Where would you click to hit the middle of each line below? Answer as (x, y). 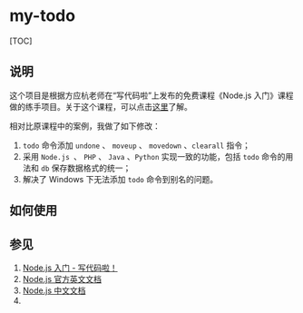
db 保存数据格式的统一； (86, 168)
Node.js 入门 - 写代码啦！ (70, 268)
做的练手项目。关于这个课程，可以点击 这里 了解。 (101, 106)
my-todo (42, 16)
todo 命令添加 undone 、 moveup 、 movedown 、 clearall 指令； (137, 145)
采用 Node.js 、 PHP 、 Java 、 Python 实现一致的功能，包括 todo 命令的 (154, 156)
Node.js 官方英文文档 (62, 279)
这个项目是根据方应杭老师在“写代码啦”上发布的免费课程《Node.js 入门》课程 (151, 95)
